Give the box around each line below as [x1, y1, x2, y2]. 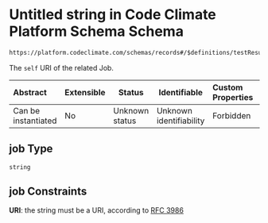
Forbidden [212, 110, 251, 121]
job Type [9, 142, 53, 156]
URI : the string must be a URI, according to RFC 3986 [9, 206, 184, 215]
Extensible [64, 87, 106, 98]
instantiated [13, 115, 57, 126]
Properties [212, 91, 254, 102]
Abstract [13, 87, 47, 98]
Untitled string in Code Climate [9, 6, 217, 24]
